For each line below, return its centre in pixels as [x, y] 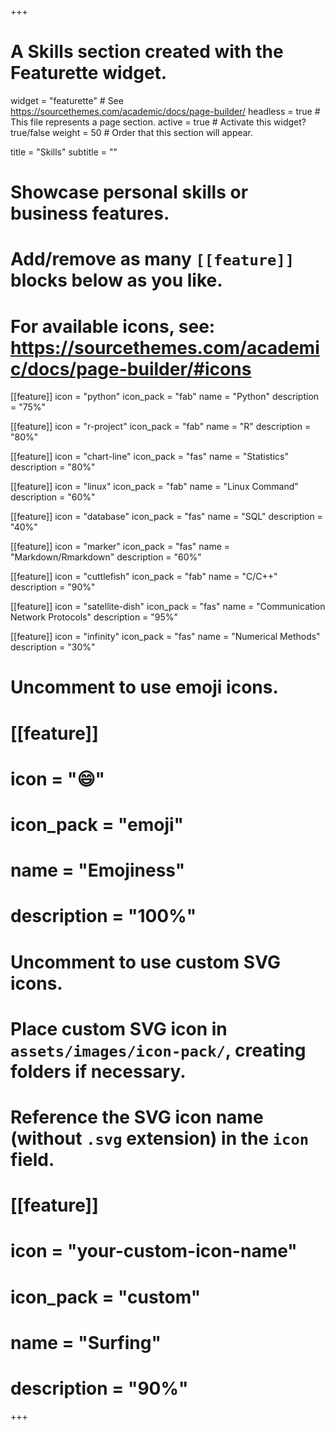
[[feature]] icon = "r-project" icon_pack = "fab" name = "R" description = [161, 427]
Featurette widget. [89, 73]
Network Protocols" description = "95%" [94, 617]
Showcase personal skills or [129, 192]
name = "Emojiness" [98, 870]
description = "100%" [103, 916]
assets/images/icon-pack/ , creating [158, 1050]
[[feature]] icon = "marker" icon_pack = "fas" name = [120, 547]
